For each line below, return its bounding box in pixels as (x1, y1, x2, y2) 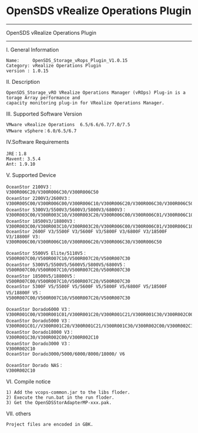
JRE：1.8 (6, 150, 27, 157)
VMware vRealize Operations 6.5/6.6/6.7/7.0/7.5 (6, 122, 131, 127)
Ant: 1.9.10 (6, 161, 35, 167)
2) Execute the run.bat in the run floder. (6, 394, 115, 401)
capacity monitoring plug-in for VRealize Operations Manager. (6, 100, 165, 106)
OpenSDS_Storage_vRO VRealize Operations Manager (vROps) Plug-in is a (6, 90, 186, 96)
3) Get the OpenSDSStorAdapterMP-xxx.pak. (6, 399, 112, 405)
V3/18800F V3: (6, 234, 41, 240)
